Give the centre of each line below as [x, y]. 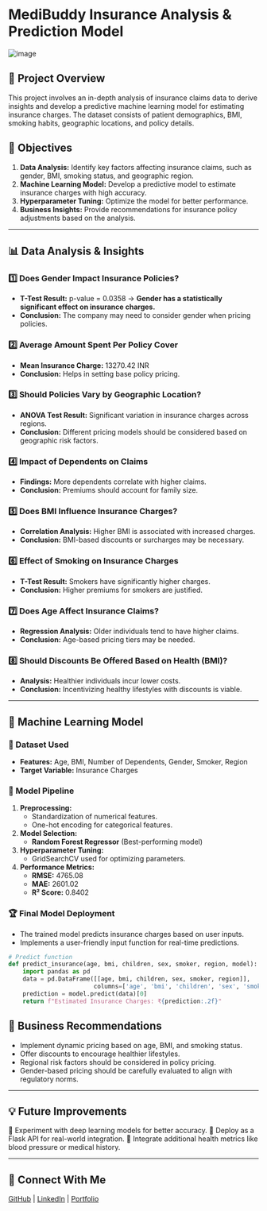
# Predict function [41, 957]
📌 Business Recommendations [85, 1026]
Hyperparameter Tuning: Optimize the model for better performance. [134, 201]
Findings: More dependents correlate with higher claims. [113, 482]
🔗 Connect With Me [57, 1180]
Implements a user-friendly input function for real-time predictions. [130, 942]
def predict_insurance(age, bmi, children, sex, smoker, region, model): [133, 964]
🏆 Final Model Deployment [62, 914]
